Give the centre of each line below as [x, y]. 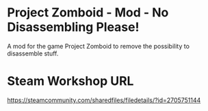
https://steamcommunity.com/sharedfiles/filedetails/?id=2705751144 [104, 100]
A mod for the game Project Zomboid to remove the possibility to [99, 46]
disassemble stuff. [33, 53]
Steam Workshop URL [70, 81]
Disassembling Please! [73, 27]
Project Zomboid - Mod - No [88, 13]
